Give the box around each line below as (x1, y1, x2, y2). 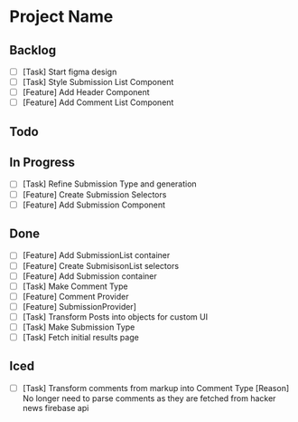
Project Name (9, 6, 114, 27)
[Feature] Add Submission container (22, 270, 157, 282)
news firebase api (22, 402, 89, 413)
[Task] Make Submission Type (22, 321, 135, 332)
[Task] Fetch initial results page (22, 331, 140, 342)
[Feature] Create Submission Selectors (22, 188, 167, 200)
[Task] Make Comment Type (22, 281, 128, 292)
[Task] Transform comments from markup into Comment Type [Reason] (22, 382, 290, 393)
